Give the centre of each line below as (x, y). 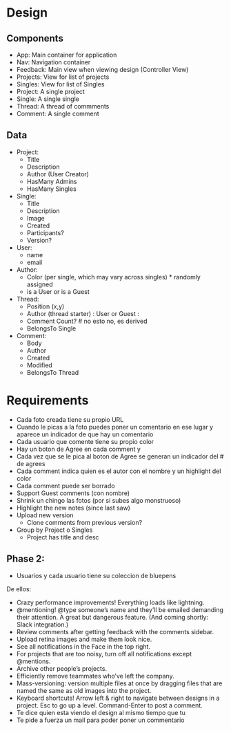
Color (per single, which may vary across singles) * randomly (113, 277)
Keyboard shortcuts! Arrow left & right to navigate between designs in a (118, 698)
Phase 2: (26, 559)
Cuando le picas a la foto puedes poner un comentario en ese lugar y (115, 427)
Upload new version (45, 515)
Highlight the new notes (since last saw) (73, 508)
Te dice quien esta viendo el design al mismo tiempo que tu (101, 712)
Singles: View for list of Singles (60, 84)
